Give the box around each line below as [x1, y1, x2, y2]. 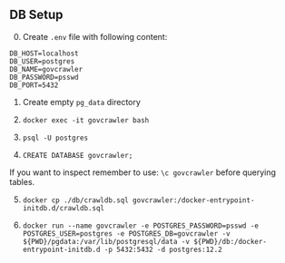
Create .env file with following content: [22, 31, 168, 42]
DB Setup [9, 7, 64, 23]
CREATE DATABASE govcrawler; [22, 151, 133, 160]
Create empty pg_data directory [22, 96, 141, 107]
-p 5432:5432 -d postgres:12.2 [103, 245, 222, 254]
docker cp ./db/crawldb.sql [22, 195, 129, 205]
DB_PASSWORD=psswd [9, 73, 79, 82]
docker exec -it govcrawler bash [22, 115, 150, 125]
